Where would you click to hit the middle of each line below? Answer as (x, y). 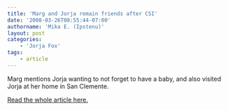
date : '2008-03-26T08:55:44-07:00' (59, 20)
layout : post (26, 33)
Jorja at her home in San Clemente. (58, 86)
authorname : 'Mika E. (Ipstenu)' (56, 26)
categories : (24, 40)
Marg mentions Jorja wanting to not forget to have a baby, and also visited (114, 79)
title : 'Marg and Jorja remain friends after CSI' (83, 14)
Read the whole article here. (48, 100)
